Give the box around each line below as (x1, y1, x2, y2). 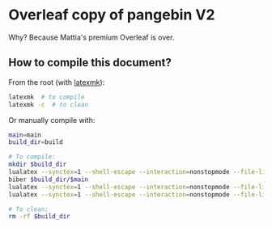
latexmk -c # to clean (8, 100, 89, 108)
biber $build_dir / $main (8, 175, 89, 184)
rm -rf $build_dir (8, 213, 70, 221)
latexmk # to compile (8, 93, 85, 101)
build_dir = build (8, 138, 63, 146)
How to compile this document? (8, 56, 172, 70)
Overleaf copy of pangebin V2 (8, 6, 215, 24)
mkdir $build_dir (8, 160, 67, 169)
